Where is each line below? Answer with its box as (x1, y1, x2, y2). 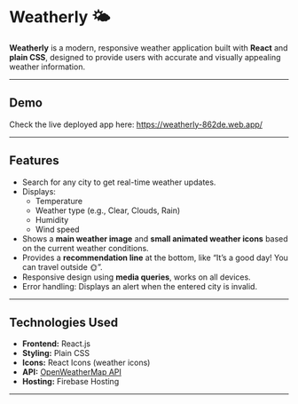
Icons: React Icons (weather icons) (21, 357, 151, 368)
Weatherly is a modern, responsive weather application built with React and (9, 42, 288, 53)
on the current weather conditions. (21, 242, 149, 253)
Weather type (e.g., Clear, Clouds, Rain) (35, 205, 181, 216)
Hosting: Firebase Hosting (21, 376, 120, 387)
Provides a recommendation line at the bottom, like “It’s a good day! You (21, 252, 288, 263)
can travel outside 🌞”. (21, 261, 103, 272)
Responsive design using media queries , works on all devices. (21, 272, 251, 282)
